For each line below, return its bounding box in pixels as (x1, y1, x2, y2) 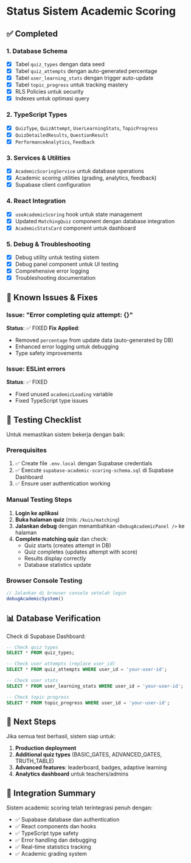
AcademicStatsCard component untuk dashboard (15, 224, 136, 232)
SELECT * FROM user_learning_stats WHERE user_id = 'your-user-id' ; (6, 683, 184, 689)
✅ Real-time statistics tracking (15, 844, 91, 851)
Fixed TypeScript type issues (15, 397, 88, 404)
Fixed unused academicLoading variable (15, 390, 114, 398)
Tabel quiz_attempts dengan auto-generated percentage (15, 67, 158, 74)
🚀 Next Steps (6, 716, 57, 727)
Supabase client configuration (15, 181, 91, 189)
